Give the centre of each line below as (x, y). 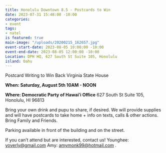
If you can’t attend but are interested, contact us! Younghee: (67, 140)
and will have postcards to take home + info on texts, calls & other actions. (82, 115)
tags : (11, 29)
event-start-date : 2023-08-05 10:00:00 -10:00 (54, 47)
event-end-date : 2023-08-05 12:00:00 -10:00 (52, 52)
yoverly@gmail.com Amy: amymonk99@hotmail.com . (61, 145)
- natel (13, 33)
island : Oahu (19, 61)
